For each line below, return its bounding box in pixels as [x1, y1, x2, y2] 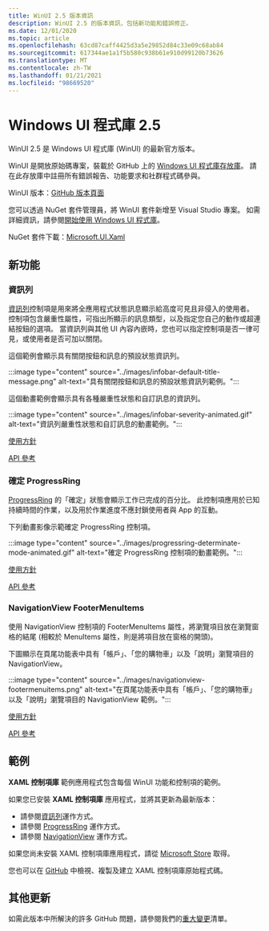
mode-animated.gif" [8, 547, 75, 558]
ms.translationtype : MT [8, 57, 88, 65]
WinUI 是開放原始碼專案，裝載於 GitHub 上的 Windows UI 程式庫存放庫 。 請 [8, 161, 258, 171]
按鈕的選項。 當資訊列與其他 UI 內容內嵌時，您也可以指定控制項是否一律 [14, 324, 253, 334]
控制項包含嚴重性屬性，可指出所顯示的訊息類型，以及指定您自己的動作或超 [8, 314, 254, 323]
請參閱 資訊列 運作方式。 [19, 811, 98, 821]
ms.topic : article [8, 34, 70, 43]
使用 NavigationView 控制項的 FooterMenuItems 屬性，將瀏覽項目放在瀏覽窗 [8, 621, 259, 631]
